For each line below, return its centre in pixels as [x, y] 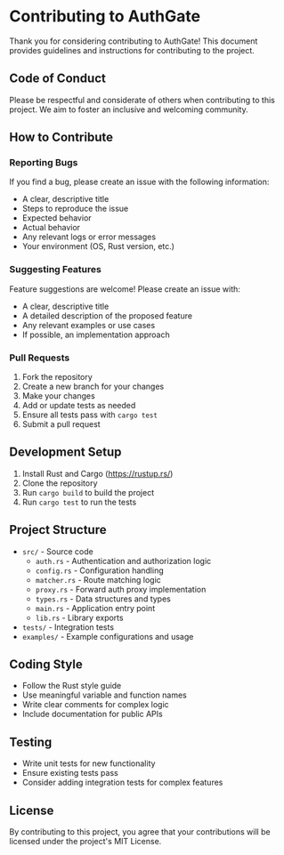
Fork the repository [57, 377]
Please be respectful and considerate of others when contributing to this [142, 100]
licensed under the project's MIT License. [85, 842]
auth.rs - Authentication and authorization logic [123, 561]
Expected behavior [57, 218]
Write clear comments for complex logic [95, 705]
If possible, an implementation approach [96, 335]
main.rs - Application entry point [95, 608]
